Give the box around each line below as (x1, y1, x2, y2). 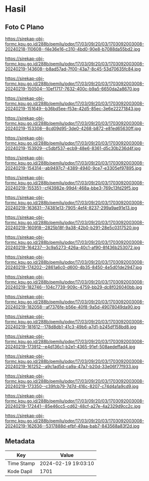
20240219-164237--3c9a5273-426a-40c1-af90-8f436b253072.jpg (5, 245, 141, 250)
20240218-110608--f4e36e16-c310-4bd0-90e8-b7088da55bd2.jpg (5, 46, 141, 52)
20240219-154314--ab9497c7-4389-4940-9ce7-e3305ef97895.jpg (5, 165, 142, 171)
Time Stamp (7, 460, 35, 467)
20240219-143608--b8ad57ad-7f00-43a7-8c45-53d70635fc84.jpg (5, 66, 141, 72)
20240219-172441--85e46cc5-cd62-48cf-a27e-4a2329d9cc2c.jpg (5, 403, 141, 409)
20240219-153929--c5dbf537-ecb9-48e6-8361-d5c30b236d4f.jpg (5, 146, 141, 151)
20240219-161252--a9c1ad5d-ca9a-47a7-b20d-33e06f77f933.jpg (5, 364, 138, 369)
